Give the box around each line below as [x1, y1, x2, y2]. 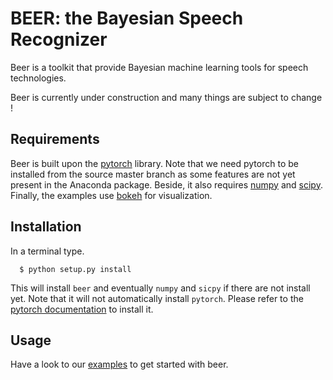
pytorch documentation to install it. [10, 303, 154, 315]
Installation [10, 218, 82, 236]
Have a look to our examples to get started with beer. [10, 358, 229, 371]
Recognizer [10, 28, 108, 51]
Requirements [10, 131, 100, 148]
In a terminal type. [10, 245, 85, 257]
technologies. [10, 72, 67, 84]
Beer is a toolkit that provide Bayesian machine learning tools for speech [10, 61, 309, 73]
